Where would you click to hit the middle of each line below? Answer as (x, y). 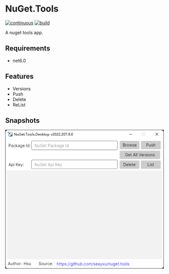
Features (19, 76)
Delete (19, 99)
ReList (19, 104)
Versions (22, 88)
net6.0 (19, 61)
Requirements (28, 48)
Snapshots (23, 120)
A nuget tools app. (24, 32)
